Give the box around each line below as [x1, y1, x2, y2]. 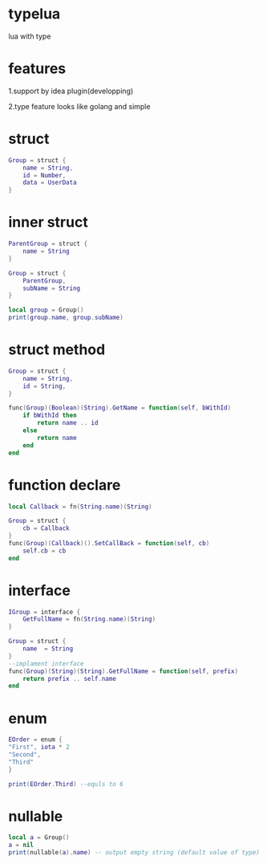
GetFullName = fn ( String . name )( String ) [22, 615, 156, 623]
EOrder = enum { [8, 736, 63, 744]
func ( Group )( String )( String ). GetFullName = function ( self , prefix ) [8, 667, 239, 675]
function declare [8, 475, 121, 494]
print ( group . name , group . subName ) [8, 314, 124, 322]
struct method [8, 340, 106, 359]
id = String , [22, 382, 67, 390]
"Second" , [8, 751, 42, 759]
